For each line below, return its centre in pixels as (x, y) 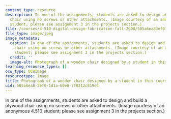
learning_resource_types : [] (36, 67)
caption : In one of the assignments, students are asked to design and (88, 43)
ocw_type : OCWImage (26, 72)
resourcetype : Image (27, 76)
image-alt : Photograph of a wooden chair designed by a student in (83, 62)
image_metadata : (22, 39)
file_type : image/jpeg (29, 34)
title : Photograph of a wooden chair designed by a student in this (79, 81)
